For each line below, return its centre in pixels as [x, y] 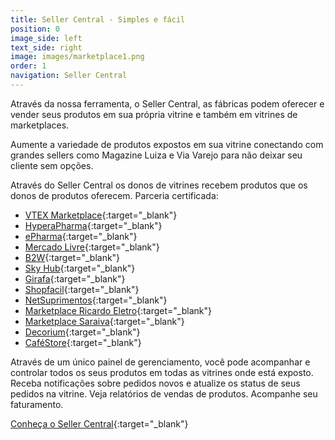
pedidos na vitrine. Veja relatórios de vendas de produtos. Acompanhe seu [164, 393]
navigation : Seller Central [69, 76]
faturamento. [37, 404]
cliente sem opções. [52, 165]
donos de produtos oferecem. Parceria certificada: [114, 195]
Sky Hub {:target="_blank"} [80, 268]
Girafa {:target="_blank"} [75, 278]
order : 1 [28, 66]
